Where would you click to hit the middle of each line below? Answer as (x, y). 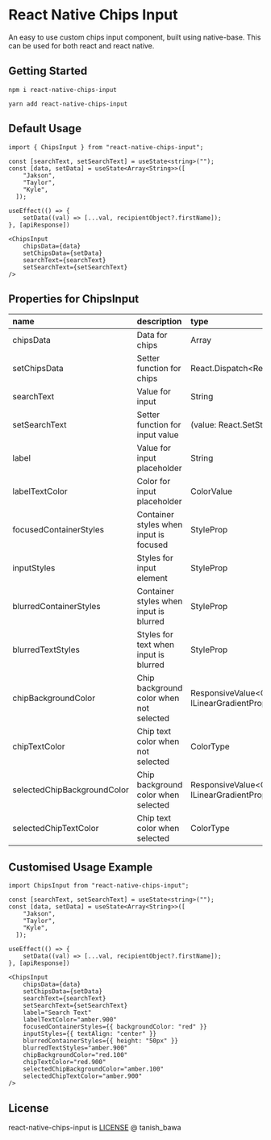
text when (156, 645)
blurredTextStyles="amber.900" (75, 1048)
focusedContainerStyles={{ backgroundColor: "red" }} (115, 1027)
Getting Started (48, 71)
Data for (152, 335)
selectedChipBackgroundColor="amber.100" (93, 1069)
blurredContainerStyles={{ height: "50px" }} (101, 1041)
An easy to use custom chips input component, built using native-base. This (135, 37)
